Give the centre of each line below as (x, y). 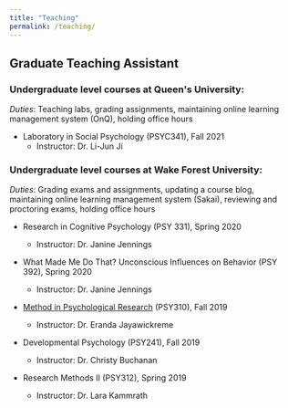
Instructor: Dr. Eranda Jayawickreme (105, 325)
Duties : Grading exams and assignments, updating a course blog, (132, 190)
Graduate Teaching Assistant (94, 63)
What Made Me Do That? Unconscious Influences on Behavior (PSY (150, 262)
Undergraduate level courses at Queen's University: (127, 89)
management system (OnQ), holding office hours (101, 119)
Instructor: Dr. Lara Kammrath (92, 396)
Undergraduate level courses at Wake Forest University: (136, 170)
